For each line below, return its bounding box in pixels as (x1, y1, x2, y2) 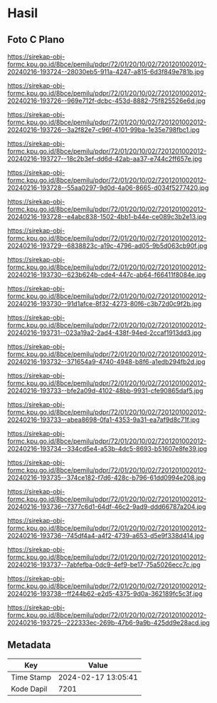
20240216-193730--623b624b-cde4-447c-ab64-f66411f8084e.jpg (7, 270, 206, 279)
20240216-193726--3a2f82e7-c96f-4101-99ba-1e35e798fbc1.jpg (7, 126, 200, 133)
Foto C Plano (7, 34, 65, 46)
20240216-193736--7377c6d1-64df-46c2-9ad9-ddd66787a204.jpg (7, 502, 206, 511)
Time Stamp (11, 672, 52, 682)
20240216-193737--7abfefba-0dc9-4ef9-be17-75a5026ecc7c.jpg (7, 560, 201, 569)
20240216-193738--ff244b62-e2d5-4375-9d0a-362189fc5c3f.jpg (7, 590, 203, 597)
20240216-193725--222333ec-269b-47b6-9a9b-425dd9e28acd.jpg (7, 619, 210, 627)
